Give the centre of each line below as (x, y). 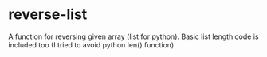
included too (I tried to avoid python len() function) (91, 44)
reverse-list (48, 15)
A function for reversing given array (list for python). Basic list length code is (133, 36)
